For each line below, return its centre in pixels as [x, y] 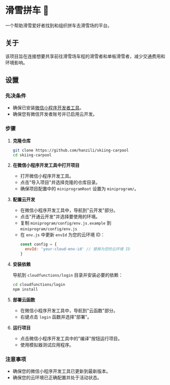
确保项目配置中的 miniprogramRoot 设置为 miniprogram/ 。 [79, 189]
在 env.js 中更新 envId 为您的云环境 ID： [62, 235]
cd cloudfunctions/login [39, 285]
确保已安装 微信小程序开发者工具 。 [48, 108]
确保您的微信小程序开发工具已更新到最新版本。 [61, 371]
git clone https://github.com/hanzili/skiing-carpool [71, 150]
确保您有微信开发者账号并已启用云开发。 [55, 114]
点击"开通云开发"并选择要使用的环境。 [60, 217]
